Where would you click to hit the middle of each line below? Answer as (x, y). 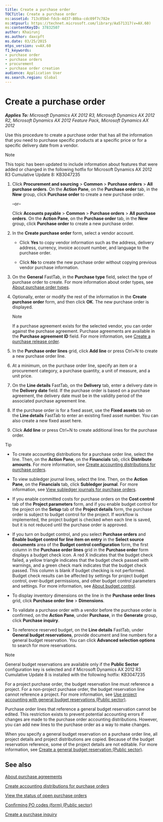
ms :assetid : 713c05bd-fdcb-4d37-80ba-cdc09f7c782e (57, 19)
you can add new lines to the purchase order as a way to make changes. (78, 725)
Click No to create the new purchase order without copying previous (88, 262)
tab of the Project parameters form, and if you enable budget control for (85, 504)
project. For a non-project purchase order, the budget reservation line (75, 689)
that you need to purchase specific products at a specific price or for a (76, 140)
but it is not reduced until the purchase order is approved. (70, 525)
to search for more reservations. (44, 645)
